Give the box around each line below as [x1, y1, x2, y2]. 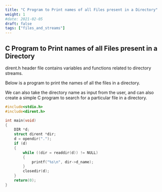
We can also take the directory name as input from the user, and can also [5, 89, 154, 95]
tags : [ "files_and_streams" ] [5, 26, 65, 31]
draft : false [5, 21, 32, 26]
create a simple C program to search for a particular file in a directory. [5, 95, 147, 101]
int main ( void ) [5, 118, 37, 123]
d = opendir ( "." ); [14, 136, 52, 141]
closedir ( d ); [23, 169, 50, 174]
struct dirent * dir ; [14, 132, 56, 137]
